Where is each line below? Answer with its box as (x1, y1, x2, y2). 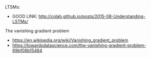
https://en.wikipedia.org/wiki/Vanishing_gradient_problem (12, 37, 129, 43)
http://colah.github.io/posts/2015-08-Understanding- (38, 14, 146, 19)
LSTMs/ (12, 19, 28, 24)
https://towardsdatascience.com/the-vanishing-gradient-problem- (12, 43, 147, 48)
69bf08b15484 (12, 48, 43, 53)
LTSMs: (5, 4, 21, 10)
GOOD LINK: (12, 14, 38, 19)
